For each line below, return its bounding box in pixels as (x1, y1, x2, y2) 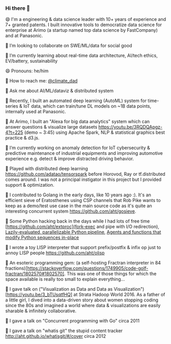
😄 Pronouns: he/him (5, 68, 48, 74)
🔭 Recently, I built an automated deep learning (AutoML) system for (5, 97, 147, 104)
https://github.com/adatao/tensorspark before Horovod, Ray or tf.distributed (5, 171, 166, 177)
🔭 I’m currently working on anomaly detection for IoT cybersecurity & (5, 145, 151, 151)
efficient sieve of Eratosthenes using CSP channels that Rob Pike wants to (5, 197, 161, 204)
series (5, 103, 18, 109)
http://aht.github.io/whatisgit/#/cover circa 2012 (5, 333, 106, 339)
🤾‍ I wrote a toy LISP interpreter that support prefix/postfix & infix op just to (5, 245, 161, 251)
